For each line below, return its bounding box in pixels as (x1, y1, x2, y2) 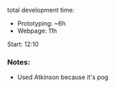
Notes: (7, 57, 30, 67)
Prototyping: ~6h (17, 19, 66, 27)
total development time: (7, 6, 75, 14)
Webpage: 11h (17, 27, 57, 35)
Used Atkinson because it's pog (17, 73, 109, 82)
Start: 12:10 (7, 40, 39, 48)
